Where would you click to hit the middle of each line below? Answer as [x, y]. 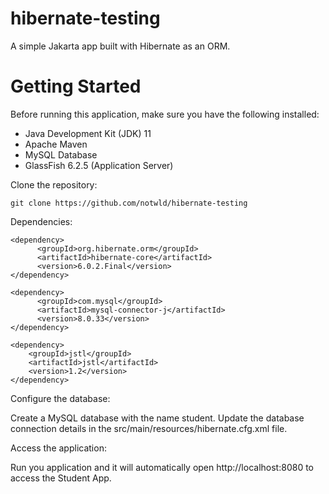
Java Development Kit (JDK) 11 [88, 133]
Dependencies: [41, 221]
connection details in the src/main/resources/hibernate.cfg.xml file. [149, 428]
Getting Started [76, 86]
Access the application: [58, 448]
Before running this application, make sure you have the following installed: [165, 114]
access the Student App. [61, 478]
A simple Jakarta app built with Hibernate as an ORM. [120, 46]
